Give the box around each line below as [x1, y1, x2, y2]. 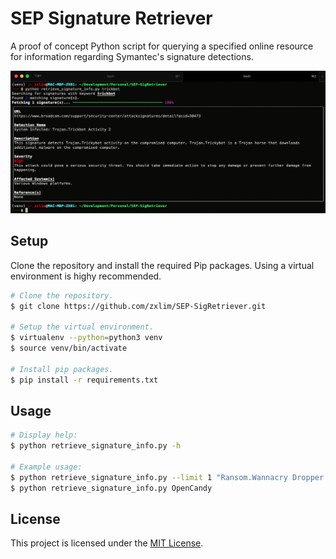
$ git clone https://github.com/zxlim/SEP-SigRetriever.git [10, 301, 267, 311]
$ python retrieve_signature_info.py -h [10, 441, 182, 451]
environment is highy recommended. [10, 270, 162, 282]
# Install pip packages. [10, 364, 114, 374]
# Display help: [10, 430, 78, 441]
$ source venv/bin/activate [10, 343, 128, 353]
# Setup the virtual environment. [10, 322, 155, 332]
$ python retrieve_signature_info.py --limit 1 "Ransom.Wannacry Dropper [10, 472, 325, 482]
